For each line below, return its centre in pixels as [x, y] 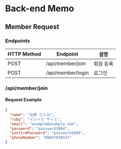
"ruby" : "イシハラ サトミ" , [36, 119]
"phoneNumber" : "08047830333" [40, 138]
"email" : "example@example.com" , [44, 124]
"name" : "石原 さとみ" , [32, 115]
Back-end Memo [40, 9]
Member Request [32, 27]
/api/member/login [67, 73]
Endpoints [18, 41]
